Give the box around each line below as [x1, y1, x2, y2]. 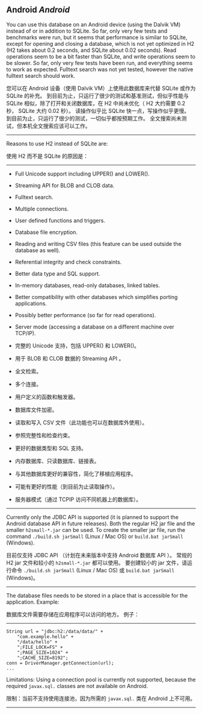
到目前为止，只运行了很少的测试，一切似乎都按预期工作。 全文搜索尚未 [6, 115, 182, 122]
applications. [14, 300, 47, 307]
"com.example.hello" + [17, 633, 74, 640]
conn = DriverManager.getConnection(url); [6, 660, 114, 666]
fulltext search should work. [6, 72, 76, 79]
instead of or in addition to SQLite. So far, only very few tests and [6, 27, 168, 34]
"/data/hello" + [17, 639, 58, 645]
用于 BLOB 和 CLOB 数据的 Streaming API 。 [14, 355, 124, 362]
